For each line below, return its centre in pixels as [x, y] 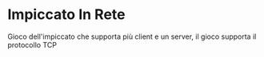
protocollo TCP [32, 44]
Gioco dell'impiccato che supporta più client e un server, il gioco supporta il [132, 36]
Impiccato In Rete [66, 15]
